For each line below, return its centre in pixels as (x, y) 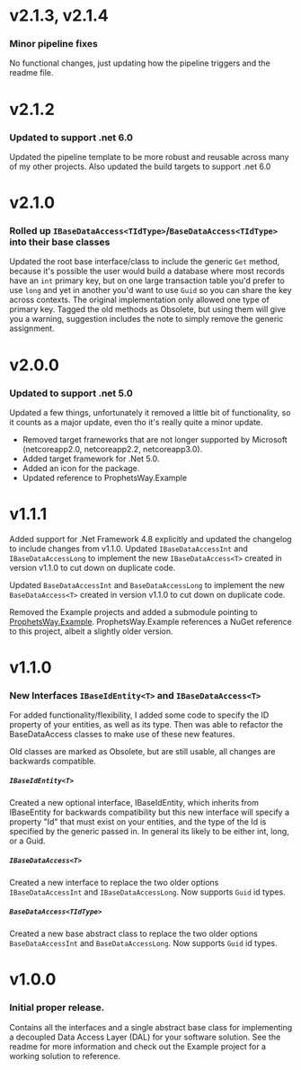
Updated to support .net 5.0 (71, 393)
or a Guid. (28, 841)
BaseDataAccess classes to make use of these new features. (122, 735)
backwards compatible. (53, 762)
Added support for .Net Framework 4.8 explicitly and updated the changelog (150, 539)
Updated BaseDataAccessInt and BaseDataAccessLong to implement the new (147, 584)
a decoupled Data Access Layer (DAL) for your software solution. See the (145, 1037)
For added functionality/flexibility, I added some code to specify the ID (139, 715)
